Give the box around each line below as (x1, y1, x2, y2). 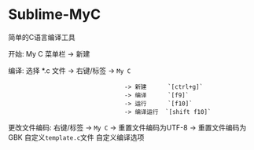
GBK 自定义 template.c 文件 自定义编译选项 (8, 132, 145, 142)
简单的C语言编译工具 (8, 32, 76, 42)
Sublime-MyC (8, 5, 101, 24)
